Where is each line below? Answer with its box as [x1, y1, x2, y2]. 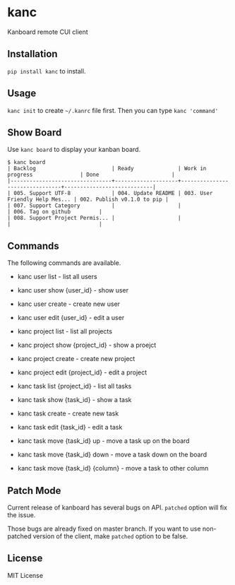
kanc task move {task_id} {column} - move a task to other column [17, 464, 209, 473]
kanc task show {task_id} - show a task [17, 396, 132, 404]
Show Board [7, 126, 62, 138]
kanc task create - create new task [17, 409, 119, 418]
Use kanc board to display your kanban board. [7, 146, 141, 154]
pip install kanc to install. [7, 66, 86, 75]
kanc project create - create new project [17, 355, 135, 363]
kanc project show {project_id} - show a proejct [17, 341, 157, 350]
